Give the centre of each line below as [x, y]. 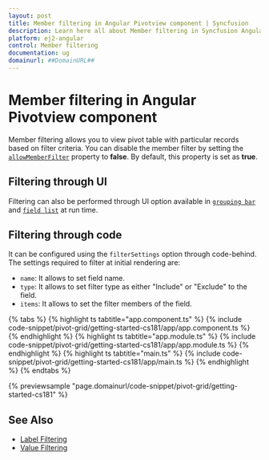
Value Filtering [44, 448]
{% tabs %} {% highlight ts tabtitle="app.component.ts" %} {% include [125, 320]
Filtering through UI [58, 182]
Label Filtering [44, 439]
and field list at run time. [53, 210]
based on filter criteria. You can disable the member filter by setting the [126, 148]
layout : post [30, 16]
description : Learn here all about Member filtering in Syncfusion [123, 31]
